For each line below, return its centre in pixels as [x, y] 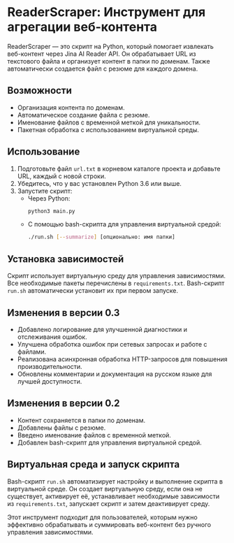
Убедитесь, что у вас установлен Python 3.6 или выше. [99, 183]
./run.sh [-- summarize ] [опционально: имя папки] [102, 237]
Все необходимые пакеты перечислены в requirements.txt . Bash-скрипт [116, 283]
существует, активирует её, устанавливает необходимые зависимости [114, 496]
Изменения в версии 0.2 [64, 404]
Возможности [39, 90]
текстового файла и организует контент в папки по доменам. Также [109, 61]
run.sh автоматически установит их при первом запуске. [93, 291]
